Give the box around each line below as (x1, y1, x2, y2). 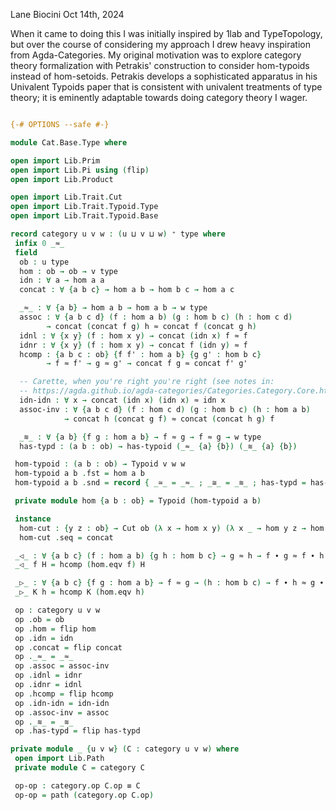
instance (14, 514, 52, 524)
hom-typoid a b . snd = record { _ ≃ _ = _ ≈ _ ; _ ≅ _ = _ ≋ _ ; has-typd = (14, 478, 307, 488)
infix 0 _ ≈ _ (14, 238, 65, 248)
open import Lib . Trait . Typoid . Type (10, 202, 159, 212)
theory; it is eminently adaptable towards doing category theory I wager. (10, 92, 308, 103)
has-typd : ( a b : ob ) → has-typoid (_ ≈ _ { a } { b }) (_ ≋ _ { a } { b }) (19, 441, 298, 451)
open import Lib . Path (14, 754, 105, 764)
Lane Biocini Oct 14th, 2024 (10, 9, 125, 20)
